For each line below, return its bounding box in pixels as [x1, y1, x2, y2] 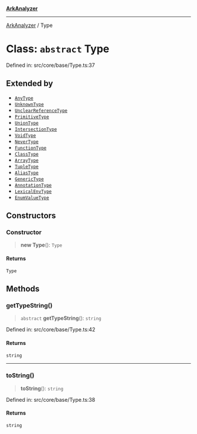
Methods [6, 284, 40, 294]
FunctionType [14, 145, 47, 151]
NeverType [14, 139, 39, 145]
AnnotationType [14, 182, 52, 188]
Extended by [6, 78, 53, 88]
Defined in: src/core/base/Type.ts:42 [6, 326, 96, 333]
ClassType [14, 151, 39, 157]
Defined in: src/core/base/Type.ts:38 [6, 396, 96, 403]
